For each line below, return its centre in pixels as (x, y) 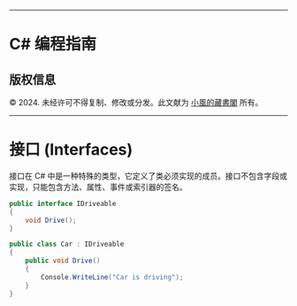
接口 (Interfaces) (71, 150)
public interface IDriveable (63, 203)
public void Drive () (63, 261)
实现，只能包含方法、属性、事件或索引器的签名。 (98, 187)
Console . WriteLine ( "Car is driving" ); (112, 277)
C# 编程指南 (53, 44)
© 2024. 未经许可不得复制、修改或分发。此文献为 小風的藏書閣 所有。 (136, 102)
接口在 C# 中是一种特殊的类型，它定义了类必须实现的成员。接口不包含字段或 (148, 176)
